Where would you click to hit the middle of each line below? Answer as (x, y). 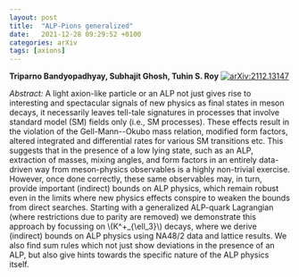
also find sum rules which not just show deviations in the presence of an (142, 246)
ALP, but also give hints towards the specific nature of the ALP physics (139, 255)
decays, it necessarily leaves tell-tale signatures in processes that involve (145, 113)
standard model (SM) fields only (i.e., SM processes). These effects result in (149, 122)
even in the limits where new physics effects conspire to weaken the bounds (149, 198)
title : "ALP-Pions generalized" (71, 26)
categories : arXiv (43, 42)
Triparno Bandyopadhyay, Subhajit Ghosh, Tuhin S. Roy (114, 76)
